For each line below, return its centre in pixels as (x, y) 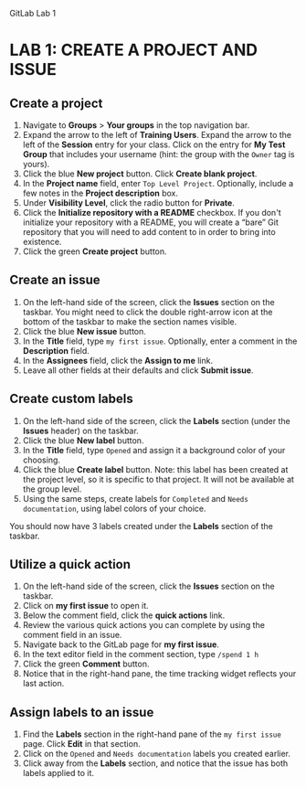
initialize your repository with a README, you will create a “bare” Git (150, 222)
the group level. (52, 489)
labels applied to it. (58, 773)
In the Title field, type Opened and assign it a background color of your (154, 450)
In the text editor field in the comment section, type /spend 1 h (140, 654)
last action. (43, 684)
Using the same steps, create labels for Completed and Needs (135, 498)
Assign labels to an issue (82, 712)
